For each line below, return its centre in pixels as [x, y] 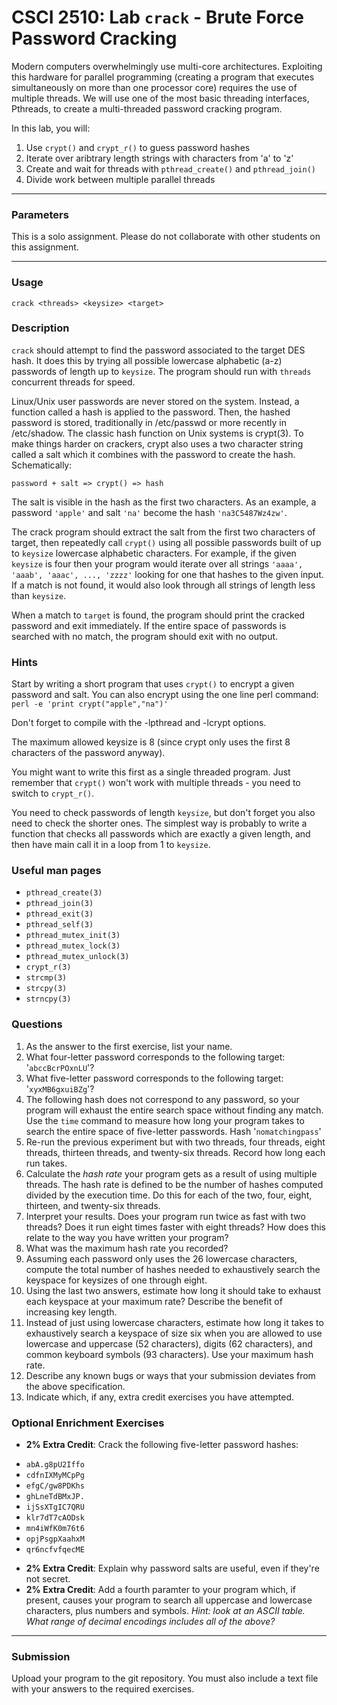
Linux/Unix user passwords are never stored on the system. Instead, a [155, 401]
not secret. [48, 1579]
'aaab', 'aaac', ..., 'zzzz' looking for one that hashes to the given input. [167, 574]
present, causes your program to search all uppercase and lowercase [169, 1600]
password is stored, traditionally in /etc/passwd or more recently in [149, 422]
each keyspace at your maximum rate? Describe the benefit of [154, 1301]
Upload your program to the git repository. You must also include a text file [165, 1678]
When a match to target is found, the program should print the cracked [158, 615]
